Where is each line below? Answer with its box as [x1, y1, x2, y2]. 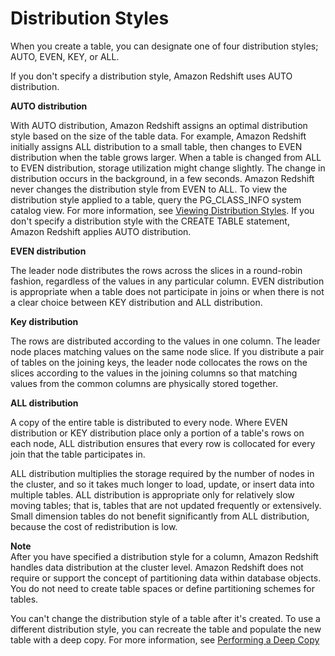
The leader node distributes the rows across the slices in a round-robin [10, 264, 303, 276]
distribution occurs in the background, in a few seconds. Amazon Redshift [10, 172, 315, 184]
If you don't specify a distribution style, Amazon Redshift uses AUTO [10, 70, 293, 82]
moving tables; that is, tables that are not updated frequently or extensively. [10, 499, 322, 511]
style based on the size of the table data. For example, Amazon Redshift [10, 130, 307, 142]
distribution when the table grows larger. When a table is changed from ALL [10, 151, 322, 163]
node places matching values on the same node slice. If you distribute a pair [10, 345, 325, 357]
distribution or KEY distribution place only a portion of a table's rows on [10, 427, 305, 439]
